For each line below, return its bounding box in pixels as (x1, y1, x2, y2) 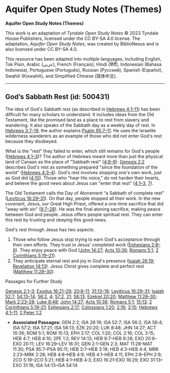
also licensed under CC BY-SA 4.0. (5, 46, 78, 52)
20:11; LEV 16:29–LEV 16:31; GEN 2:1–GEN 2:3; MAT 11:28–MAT (22, 341, 153, 347)
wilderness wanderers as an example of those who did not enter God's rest (5, 133, 162, 139)
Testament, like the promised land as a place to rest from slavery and (5, 117, 149, 123)
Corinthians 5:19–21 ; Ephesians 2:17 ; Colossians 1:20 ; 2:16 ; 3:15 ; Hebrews (5, 304, 158, 310)
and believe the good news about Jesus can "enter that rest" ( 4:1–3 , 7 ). (5, 180, 154, 186)
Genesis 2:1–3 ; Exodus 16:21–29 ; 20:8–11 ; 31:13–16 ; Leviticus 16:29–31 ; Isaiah (5, 288, 164, 294)
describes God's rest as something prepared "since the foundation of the (5, 164, 158, 170)
